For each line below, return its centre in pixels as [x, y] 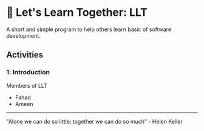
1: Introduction [28, 73]
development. [23, 35]
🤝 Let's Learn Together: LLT [77, 12]
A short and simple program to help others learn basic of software [89, 29]
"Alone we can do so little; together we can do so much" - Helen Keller [95, 121]
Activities [25, 55]
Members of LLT [27, 85]
